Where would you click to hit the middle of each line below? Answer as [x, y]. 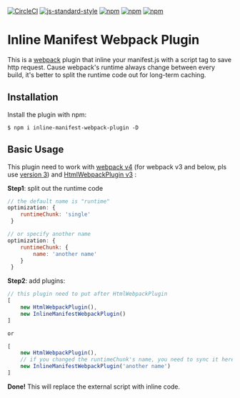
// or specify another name [49, 234]
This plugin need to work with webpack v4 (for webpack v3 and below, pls [117, 166]
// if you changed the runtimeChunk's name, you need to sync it [120, 360]
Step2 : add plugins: [36, 281]
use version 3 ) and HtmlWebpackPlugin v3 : [72, 174]
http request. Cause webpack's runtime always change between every [111, 67]
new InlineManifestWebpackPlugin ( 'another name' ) [96, 367]
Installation [33, 98]
